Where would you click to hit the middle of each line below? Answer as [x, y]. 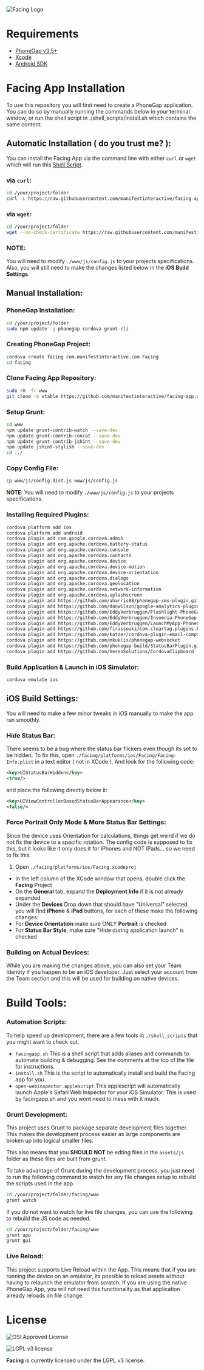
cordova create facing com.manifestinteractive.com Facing [83, 357]
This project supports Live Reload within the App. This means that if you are [101, 1269]
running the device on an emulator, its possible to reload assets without [96, 1276]
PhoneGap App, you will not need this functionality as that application [93, 1289]
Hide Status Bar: [31, 735]
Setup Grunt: [26, 412]
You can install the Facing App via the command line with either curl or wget [101, 158]
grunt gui [19, 1241]
